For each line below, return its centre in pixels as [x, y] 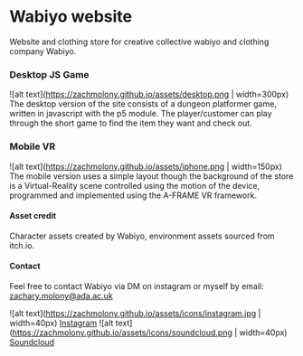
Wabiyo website [71, 17]
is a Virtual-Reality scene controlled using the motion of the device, [135, 185]
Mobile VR [33, 146]
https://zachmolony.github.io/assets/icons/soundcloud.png [123, 333]
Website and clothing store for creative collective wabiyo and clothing [139, 42]
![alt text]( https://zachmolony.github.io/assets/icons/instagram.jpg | [135, 313]
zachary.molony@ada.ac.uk [61, 295]
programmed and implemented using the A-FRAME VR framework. [133, 195]
